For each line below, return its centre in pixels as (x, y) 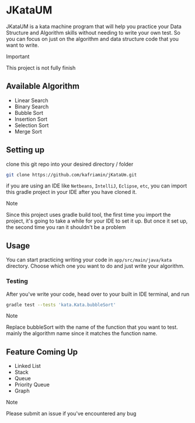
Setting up (25, 150)
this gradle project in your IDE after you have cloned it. (72, 192)
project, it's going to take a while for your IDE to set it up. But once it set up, (97, 221)
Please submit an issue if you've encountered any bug (71, 414)
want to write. (22, 45)
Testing (17, 281)
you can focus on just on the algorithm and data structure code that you (93, 39)
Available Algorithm (43, 86)
